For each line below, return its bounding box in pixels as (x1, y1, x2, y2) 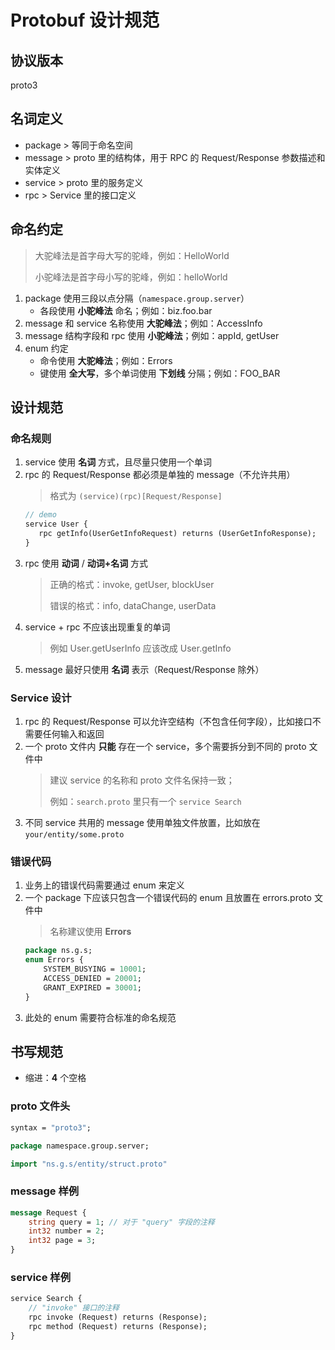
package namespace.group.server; (10, 1141, 150, 1151)
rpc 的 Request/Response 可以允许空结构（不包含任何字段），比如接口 (24, 716, 313, 728)
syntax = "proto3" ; (10, 1122, 92, 1133)
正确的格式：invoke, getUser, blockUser (49, 578, 215, 590)
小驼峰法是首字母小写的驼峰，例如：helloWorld (34, 271, 228, 283)
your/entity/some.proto (24, 830, 125, 840)
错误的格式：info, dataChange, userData (49, 599, 217, 611)
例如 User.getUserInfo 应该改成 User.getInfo (49, 642, 232, 654)
